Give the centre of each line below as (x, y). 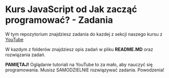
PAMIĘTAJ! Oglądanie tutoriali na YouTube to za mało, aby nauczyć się (79, 64)
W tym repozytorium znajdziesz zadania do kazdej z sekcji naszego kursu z (84, 34)
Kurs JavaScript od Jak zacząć (71, 9)
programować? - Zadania (59, 20)
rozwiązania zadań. (25, 55)
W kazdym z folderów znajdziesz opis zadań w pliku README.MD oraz (79, 49)
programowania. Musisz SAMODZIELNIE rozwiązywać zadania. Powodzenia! (85, 70)
